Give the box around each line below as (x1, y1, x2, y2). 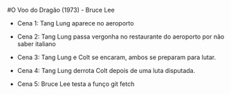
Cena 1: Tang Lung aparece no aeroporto (17, 19, 134, 27)
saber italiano (17, 40, 57, 47)
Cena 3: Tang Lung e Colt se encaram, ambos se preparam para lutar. (17, 53, 216, 61)
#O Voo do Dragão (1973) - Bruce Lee (7, 6, 115, 14)
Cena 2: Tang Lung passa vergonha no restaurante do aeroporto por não (17, 32, 225, 41)
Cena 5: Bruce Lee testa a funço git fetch (17, 80, 135, 88)
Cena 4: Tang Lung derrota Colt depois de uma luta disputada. (17, 67, 196, 74)
